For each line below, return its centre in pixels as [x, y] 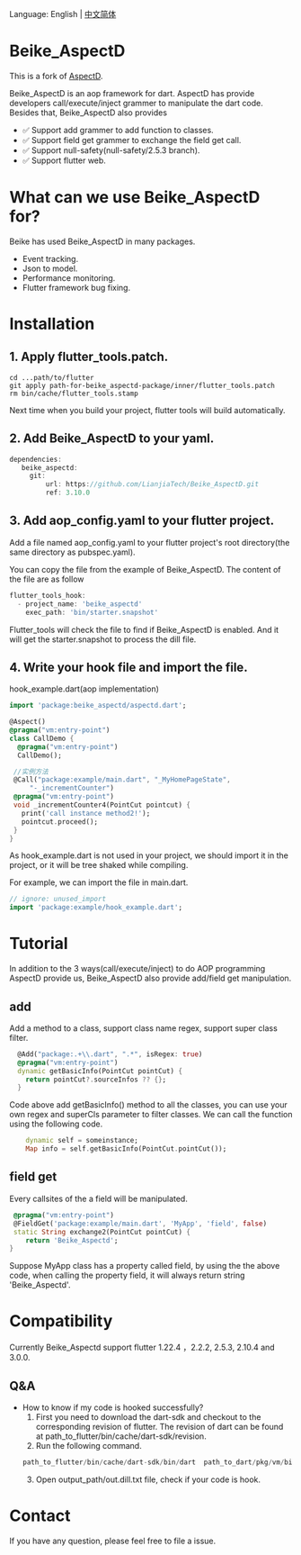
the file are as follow [47, 579]
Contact [40, 1516]
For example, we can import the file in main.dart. [99, 882]
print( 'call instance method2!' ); [86, 813]
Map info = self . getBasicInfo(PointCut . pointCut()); [126, 1149]
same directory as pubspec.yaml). [73, 552]
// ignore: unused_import [58, 900]
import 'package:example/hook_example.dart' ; [96, 908]
